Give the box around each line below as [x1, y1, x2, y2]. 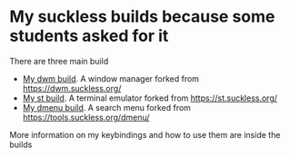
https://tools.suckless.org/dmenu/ [22, 112, 150, 123]
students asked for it [9, 25, 169, 46]
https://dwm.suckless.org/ [22, 83, 122, 93]
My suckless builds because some [9, 6, 275, 27]
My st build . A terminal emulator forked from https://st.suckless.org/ [22, 93, 278, 103]
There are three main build [9, 55, 109, 66]
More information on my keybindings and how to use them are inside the [9, 129, 281, 140]
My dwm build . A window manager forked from [22, 73, 200, 83]
